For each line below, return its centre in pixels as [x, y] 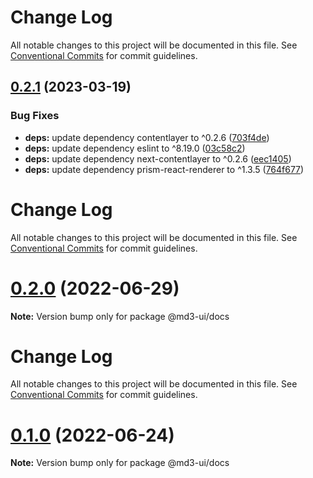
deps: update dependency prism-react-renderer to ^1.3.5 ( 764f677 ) [164, 169]
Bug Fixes [35, 116]
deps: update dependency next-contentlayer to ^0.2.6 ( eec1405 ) [158, 158]
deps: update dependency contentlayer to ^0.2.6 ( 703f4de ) [147, 137]
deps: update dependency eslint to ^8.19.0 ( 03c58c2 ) [135, 148]
